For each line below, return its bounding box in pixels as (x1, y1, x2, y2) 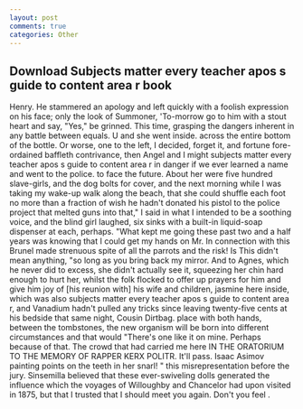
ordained (9, 150, 43, 161)
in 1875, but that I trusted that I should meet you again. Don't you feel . (9, 389, 271, 400)
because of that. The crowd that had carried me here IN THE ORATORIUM (9, 341, 285, 352)
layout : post (9, 13, 59, 23)
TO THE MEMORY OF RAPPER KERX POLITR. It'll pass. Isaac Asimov (9, 351, 265, 362)
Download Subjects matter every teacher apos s (9, 63, 287, 79)
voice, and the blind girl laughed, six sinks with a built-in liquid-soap (9, 217, 263, 228)
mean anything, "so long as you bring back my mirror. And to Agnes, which (9, 255, 289, 266)
